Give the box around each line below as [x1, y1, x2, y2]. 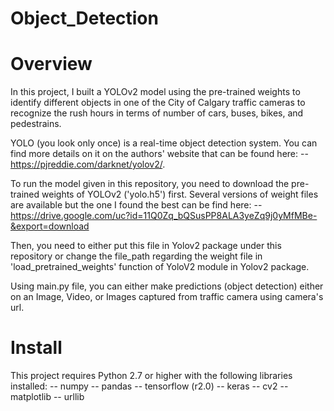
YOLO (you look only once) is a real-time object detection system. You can [10, 137, 318, 149]
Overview [10, 53, 93, 76]
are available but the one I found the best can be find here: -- [10, 199, 263, 211]
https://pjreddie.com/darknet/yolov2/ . [10, 158, 166, 171]
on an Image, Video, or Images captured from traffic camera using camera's [10, 291, 324, 303]
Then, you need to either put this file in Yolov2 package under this [10, 240, 282, 252]
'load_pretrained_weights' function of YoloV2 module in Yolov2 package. [10, 261, 310, 273]
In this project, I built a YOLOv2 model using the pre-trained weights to [10, 86, 301, 98]
